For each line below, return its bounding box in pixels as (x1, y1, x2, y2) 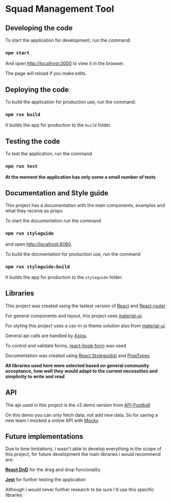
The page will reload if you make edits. (5, 70, 87, 77)
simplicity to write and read (5, 373, 65, 379)
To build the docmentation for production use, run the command (5, 251, 141, 257)
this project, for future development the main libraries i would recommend (5, 451, 161, 457)
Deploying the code (5, 85, 69, 94)
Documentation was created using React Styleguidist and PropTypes (5, 352, 150, 359)
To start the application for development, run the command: (5, 37, 132, 43)
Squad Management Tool (5, 3, 114, 15)
